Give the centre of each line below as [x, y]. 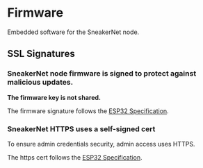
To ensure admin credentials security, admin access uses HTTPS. [101, 144]
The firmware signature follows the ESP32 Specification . [88, 111]
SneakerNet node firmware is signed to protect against [102, 74]
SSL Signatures [41, 54]
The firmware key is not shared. [54, 97]
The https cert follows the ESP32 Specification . [75, 157]
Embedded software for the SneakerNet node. [73, 32]
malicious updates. [40, 83]
